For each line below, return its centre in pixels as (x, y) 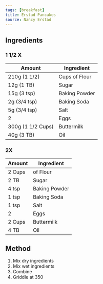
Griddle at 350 (28, 277)
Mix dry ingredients (33, 261)
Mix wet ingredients (34, 266)
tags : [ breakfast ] (25, 10)
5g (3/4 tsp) (23, 110)
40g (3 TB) (21, 135)
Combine (22, 272)
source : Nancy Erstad (28, 19)
